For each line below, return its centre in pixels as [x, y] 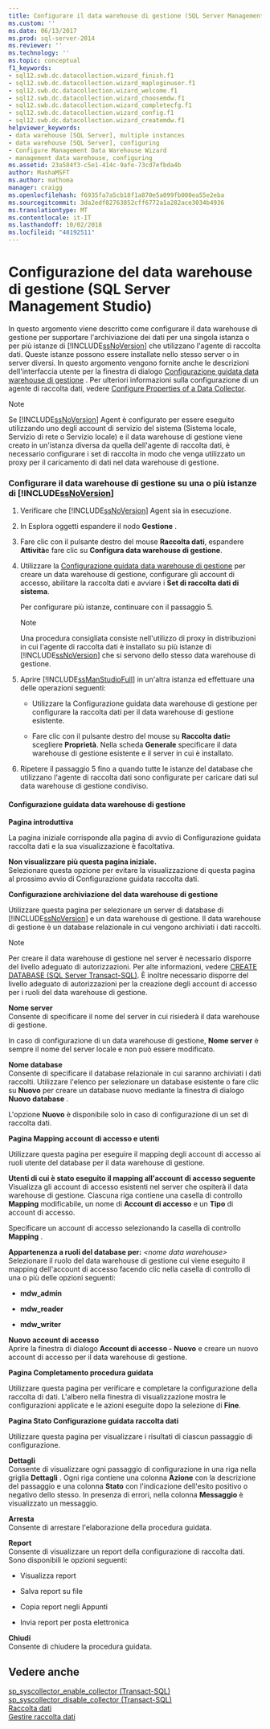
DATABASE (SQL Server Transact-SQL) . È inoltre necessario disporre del [129, 975]
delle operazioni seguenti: [63, 688]
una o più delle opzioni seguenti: [62, 1278]
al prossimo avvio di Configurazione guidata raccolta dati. [104, 879]
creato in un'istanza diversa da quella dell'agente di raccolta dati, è [119, 445]
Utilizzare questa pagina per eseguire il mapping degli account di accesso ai [135, 1154]
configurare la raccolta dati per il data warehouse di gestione [133, 712]
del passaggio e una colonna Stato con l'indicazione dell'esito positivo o [128, 1486]
